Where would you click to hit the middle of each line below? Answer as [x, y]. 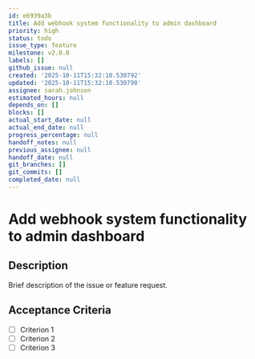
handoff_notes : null [43, 142]
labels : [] [26, 61]
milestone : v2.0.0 [39, 53]
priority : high [34, 30]
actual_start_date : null [50, 120]
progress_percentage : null [53, 135]
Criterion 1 [37, 329]
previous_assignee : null [50, 150]
